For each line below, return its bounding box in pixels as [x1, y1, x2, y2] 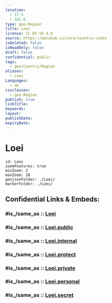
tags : [5, 59, 17, 64]
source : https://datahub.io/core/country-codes [5, 36, 107, 41]
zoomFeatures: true [5, 163, 46, 169]
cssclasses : [5, 87, 30, 93]
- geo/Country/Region [10, 64, 55, 69]
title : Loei [5, 26, 30, 31]
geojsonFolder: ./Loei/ [5, 177, 55, 182]
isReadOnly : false [5, 45, 44, 50]
